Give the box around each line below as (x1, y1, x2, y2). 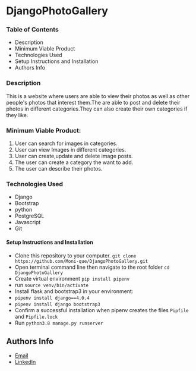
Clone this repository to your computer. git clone (14, 251, 137, 259)
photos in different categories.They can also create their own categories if (6, 105, 188, 112)
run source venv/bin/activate (14, 281, 89, 288)
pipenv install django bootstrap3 (14, 301, 100, 307)
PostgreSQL (14, 212, 45, 219)
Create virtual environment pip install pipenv (14, 275, 129, 282)
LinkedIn (14, 359, 36, 366)
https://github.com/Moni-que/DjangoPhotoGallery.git (14, 258, 148, 264)
